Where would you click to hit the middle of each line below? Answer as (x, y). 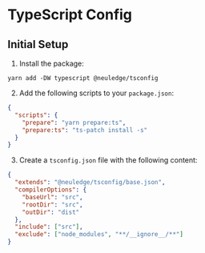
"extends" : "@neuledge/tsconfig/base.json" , (90, 183)
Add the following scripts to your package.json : (96, 93)
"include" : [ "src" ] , (49, 227)
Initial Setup (38, 44)
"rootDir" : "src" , (52, 205)
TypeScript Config (70, 15)
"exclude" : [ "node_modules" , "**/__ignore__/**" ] (99, 235)
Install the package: (52, 63)
